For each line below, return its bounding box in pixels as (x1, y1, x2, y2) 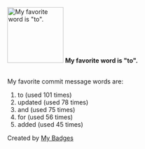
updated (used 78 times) (17, 98, 89, 107)
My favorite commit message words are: (7, 77, 124, 86)
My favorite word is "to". (64, 56, 138, 65)
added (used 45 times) (17, 120, 84, 128)
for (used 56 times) (17, 113, 74, 121)
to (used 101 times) (17, 91, 72, 99)
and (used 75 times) (17, 106, 76, 113)
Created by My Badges (7, 134, 74, 142)
